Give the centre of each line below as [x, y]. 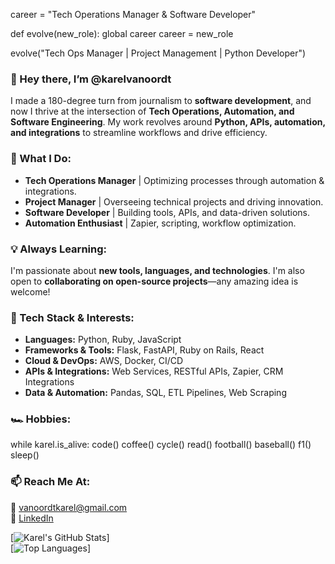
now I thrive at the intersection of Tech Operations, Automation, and [152, 111]
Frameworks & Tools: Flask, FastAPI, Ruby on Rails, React [144, 350]
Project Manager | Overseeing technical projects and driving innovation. [174, 201]
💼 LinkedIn [32, 518]
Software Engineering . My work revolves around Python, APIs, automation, [168, 122]
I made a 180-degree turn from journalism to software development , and [161, 101]
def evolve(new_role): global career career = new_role [122, 33]
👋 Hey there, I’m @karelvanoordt [91, 79]
